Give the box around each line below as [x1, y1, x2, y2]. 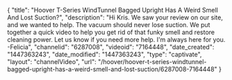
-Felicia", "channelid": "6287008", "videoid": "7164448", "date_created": [7, 43, 215, 51]
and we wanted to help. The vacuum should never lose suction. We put [7, 21, 210, 29]
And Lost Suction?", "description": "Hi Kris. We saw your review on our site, [7, 13, 224, 22]
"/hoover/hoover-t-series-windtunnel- [97, 58, 207, 65]
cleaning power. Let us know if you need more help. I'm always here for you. [7, 35, 226, 44]
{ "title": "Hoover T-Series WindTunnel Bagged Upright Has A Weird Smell [7, 6, 219, 14]
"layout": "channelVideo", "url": [7, 58, 97, 65]
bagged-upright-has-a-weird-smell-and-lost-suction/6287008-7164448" [7, 65, 217, 73]
